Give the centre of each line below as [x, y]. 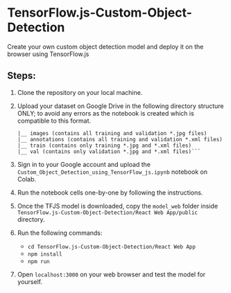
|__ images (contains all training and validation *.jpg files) [112, 133]
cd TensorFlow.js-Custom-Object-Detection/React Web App [112, 247]
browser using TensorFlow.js [48, 54]
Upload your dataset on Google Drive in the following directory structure [120, 106]
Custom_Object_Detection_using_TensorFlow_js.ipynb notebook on [112, 172]
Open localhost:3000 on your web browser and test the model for [111, 274]
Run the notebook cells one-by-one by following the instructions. [110, 193]
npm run [38, 261]
